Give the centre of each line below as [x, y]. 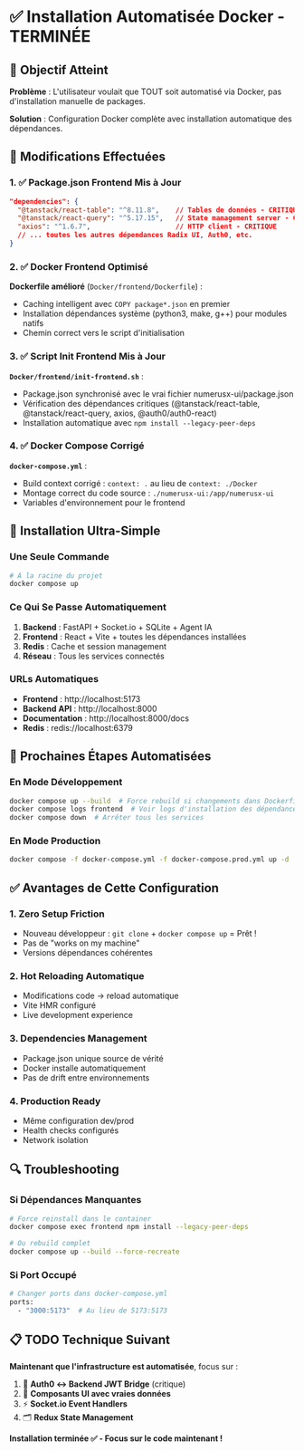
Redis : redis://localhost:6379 [77, 727]
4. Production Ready [55, 1100]
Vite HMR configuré [59, 1005]
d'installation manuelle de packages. [78, 101]
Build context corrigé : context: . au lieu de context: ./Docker [140, 483]
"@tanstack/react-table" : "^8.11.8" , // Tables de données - [141, 210]
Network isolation [55, 1139]
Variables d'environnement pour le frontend [104, 502]
